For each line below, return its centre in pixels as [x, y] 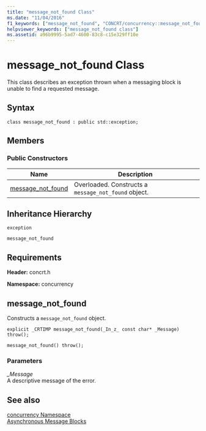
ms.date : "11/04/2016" [36, 18]
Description [135, 174]
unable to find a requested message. [53, 89]
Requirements [34, 257]
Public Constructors [38, 158]
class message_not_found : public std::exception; [73, 122]
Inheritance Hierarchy [50, 214]
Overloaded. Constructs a [111, 185]
